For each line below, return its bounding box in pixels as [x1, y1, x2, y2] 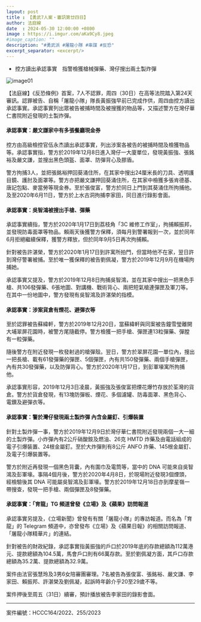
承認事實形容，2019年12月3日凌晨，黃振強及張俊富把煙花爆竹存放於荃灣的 [6, 383, 190, 390]
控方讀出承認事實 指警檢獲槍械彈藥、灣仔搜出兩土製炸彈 [14, 65, 157, 72]
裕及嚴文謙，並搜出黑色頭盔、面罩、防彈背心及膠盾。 [6, 156, 138, 163]
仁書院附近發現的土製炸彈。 [6, 112, 75, 119]
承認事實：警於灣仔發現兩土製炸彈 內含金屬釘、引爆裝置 [6, 413, 144, 420]
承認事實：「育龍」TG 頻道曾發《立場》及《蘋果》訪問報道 [6, 500, 148, 507]
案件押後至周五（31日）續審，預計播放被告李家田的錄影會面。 [6, 590, 159, 597]
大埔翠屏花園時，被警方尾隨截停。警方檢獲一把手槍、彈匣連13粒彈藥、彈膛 [6, 328, 190, 335]
